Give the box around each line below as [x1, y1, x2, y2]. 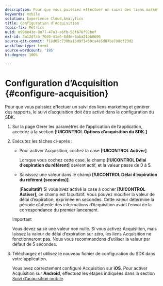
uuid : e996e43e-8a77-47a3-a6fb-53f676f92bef [5, 30, 97, 35]
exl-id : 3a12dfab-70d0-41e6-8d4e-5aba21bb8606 [5, 35, 101, 39]
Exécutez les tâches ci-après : [12, 138, 73, 144]
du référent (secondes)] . [19, 177, 70, 183]
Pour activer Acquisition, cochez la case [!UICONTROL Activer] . [19, 148, 148, 154]
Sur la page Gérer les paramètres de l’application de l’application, [12, 124, 143, 129]
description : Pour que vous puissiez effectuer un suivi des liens [5, 7, 145, 12]
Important [12, 216, 32, 222]
